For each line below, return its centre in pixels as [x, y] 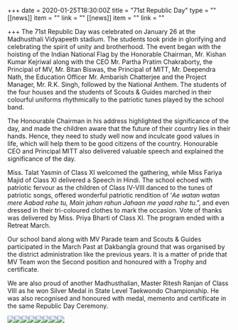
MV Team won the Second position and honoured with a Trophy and [107, 262]
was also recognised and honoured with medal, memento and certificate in [117, 298]
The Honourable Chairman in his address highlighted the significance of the [118, 121]
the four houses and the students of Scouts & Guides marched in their [109, 92]
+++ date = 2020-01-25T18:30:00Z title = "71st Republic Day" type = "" [112, 10]
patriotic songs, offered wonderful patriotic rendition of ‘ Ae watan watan [114, 195]
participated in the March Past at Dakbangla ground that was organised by [116, 247]
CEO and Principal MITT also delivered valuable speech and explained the [115, 151]
